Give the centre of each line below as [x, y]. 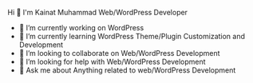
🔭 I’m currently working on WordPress [81, 28]
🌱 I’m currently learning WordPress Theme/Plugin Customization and [132, 36]
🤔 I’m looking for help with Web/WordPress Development [112, 61]
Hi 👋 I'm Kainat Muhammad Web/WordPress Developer [98, 12]
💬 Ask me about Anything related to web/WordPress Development [127, 70]
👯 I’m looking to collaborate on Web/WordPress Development [119, 53]
